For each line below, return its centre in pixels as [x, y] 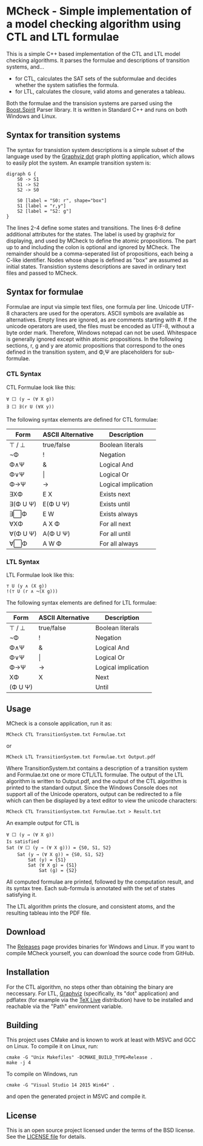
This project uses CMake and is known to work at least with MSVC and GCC [101, 1040]
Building [22, 1025]
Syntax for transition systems [63, 135]
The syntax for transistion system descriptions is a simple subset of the [95, 149]
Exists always [119, 513]
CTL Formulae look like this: [41, 387]
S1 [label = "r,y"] [42, 206]
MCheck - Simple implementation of [99, 11]
